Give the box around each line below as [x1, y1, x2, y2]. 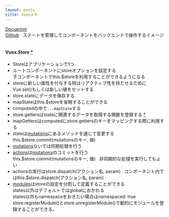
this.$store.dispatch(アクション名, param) [17, 175, 104, 181]
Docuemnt [5, 26, 27, 32]
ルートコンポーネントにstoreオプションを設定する [12, 67, 117, 73]
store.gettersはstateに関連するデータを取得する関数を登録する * [12, 112, 146, 118]
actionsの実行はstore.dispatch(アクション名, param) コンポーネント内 [12, 168, 160, 174]
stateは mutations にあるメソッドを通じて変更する [12, 130, 115, 136]
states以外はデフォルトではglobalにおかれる [12, 187, 105, 193]
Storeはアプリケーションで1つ [12, 61, 75, 67]
